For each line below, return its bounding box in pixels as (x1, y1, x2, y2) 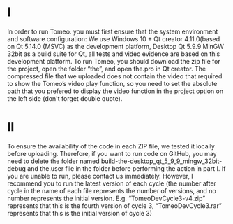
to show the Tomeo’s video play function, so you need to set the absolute (7, 79, 218, 87)
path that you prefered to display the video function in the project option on (7, 87, 224, 95)
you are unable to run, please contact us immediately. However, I (7, 171, 193, 180)
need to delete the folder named (7, 157, 100, 165)
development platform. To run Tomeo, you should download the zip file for (7, 57, 221, 65)
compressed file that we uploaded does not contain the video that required (7, 71, 223, 80)
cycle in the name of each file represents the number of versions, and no (7, 186, 216, 195)
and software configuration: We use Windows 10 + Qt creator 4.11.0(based (7, 34, 220, 43)
